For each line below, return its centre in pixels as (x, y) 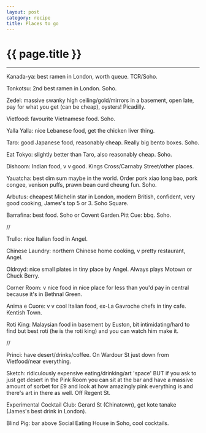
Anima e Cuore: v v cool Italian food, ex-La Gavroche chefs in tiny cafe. (96, 306)
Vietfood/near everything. (39, 361)
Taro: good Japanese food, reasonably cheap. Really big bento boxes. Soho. (103, 142)
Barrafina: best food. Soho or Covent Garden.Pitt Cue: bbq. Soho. (89, 215)
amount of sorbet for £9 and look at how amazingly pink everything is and (100, 386)
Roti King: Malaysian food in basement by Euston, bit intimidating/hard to (98, 325)
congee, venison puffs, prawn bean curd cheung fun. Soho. (82, 185)
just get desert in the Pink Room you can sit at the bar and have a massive (100, 380)
